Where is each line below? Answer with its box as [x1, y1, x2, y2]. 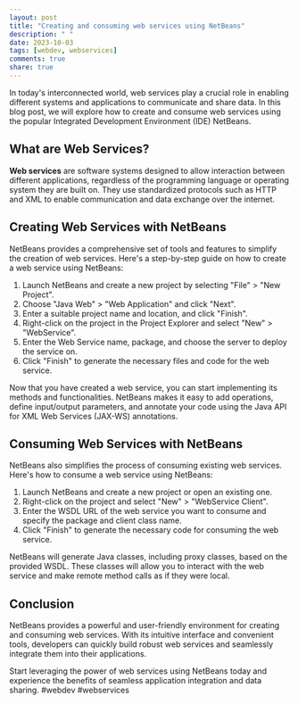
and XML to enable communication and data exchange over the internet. [9, 194, 275, 204]
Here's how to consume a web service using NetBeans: [9, 469, 213, 480]
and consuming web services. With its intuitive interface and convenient [9, 630, 275, 641]
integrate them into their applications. [9, 649, 147, 659]
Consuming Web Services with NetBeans [9, 436, 244, 451]
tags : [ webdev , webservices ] [9, 46, 118, 55]
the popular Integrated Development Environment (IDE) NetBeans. [9, 115, 252, 126]
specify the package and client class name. [21, 515, 182, 526]
